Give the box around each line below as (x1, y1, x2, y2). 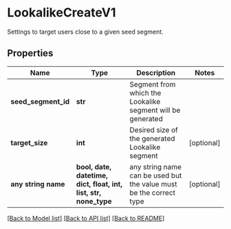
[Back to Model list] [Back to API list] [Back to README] (7, 214, 165, 222)
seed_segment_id (10, 96, 70, 106)
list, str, (76, 188, 102, 197)
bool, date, (76, 162, 112, 171)
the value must (129, 179, 177, 188)
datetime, (76, 171, 109, 180)
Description (136, 67, 176, 77)
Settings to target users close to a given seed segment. (7, 28, 164, 36)
